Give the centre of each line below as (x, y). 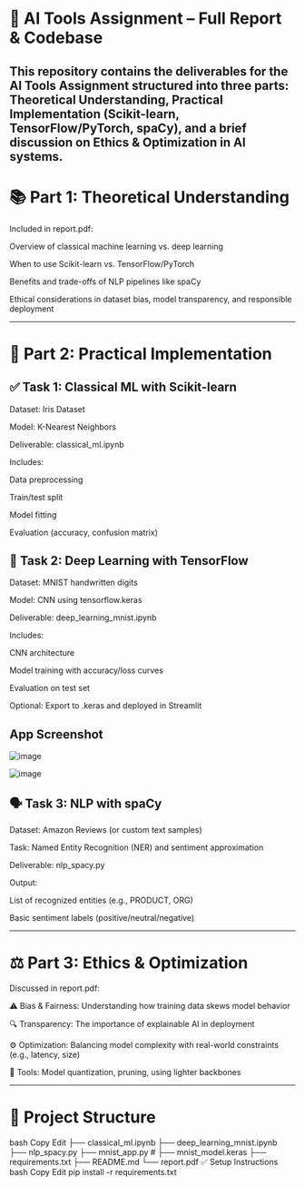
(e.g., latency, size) (45, 1054)
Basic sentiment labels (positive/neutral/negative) (102, 917)
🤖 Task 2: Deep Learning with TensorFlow (129, 561)
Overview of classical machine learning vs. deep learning (117, 246)
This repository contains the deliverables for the (149, 71)
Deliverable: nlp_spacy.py (57, 865)
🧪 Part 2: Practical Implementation (141, 354)
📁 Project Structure (83, 1117)
